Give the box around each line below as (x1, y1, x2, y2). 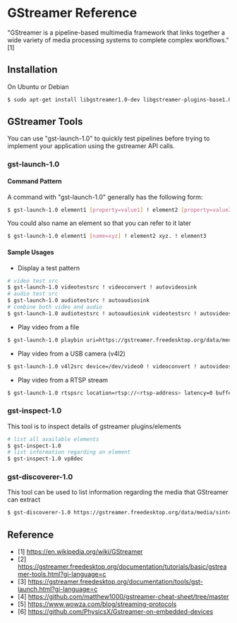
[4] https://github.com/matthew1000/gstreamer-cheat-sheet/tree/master (17, 593, 229, 601)
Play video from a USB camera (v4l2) (17, 349, 126, 358)
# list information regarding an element (7, 449, 131, 456)
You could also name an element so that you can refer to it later (7, 219, 192, 227)
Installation (7, 63, 58, 75)
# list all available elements (7, 435, 99, 442)
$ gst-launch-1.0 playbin (7, 337, 83, 344)
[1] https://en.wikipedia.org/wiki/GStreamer (17, 548, 143, 556)
